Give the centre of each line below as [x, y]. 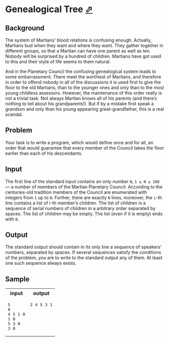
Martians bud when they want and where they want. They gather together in [84, 46]
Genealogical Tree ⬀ [49, 9]
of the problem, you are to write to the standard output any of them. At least [84, 258]
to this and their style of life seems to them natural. [58, 61]
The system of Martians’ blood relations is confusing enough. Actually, [79, 40]
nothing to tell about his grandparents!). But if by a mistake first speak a [79, 104]
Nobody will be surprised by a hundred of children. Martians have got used [83, 56]
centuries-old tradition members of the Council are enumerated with [76, 192]
